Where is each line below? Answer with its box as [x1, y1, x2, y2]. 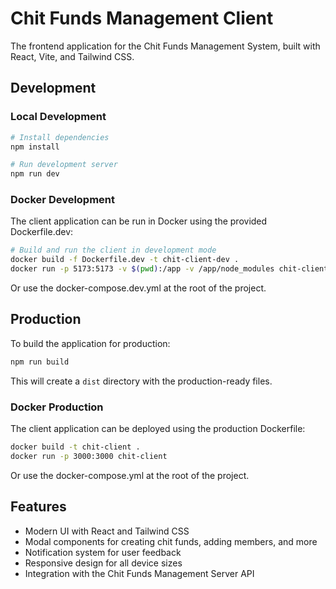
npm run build [10, 357, 70, 367]
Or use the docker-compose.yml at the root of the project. [10, 469, 250, 481]
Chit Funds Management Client [10, 7, 274, 30]
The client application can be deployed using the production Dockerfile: [10, 423, 306, 435]
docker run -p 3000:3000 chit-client [10, 451, 168, 461]
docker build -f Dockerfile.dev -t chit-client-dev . [10, 255, 240, 265]
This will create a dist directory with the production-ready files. [10, 375, 273, 387]
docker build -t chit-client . [10, 442, 141, 452]
